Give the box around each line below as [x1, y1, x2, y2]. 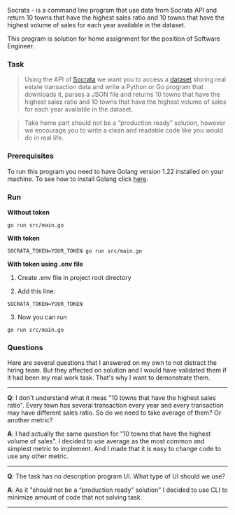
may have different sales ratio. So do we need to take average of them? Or [7, 408, 222, 417]
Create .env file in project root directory [17, 273, 131, 281]
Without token [7, 208, 50, 216]
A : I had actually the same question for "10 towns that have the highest [7, 429, 211, 438]
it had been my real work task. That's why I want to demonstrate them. [7, 373, 211, 382]
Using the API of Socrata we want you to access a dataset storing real [24, 75, 226, 83]
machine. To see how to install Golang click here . [7, 175, 148, 183]
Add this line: [17, 287, 56, 295]
